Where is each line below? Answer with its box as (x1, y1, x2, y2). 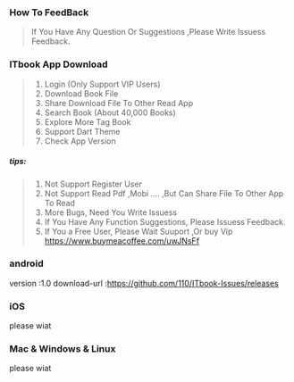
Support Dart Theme (44, 126, 121, 137)
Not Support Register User (44, 179, 143, 189)
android (9, 257, 45, 270)
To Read (44, 197, 76, 208)
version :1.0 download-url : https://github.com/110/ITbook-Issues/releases (9, 278, 279, 288)
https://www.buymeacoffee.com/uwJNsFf (44, 235, 199, 246)
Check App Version (44, 136, 116, 146)
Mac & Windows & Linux (9, 343, 116, 355)
